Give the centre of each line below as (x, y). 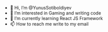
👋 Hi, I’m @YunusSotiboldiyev (41, 8)
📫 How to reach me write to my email (49, 24)
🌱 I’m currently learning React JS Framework (57, 18)
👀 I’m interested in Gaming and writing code (56, 13)
